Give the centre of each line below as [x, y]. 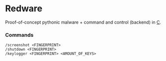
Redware [24, 9]
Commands [19, 35]
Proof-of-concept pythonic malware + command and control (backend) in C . [83, 22]
